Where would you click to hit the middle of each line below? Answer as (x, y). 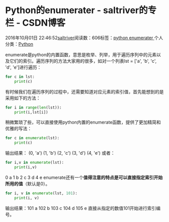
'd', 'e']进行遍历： (23, 67)
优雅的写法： (18, 129)
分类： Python (19, 44)
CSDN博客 (44, 23)
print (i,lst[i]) (31, 112)
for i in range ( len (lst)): (33, 107)
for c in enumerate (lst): (32, 138)
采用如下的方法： (23, 98)
